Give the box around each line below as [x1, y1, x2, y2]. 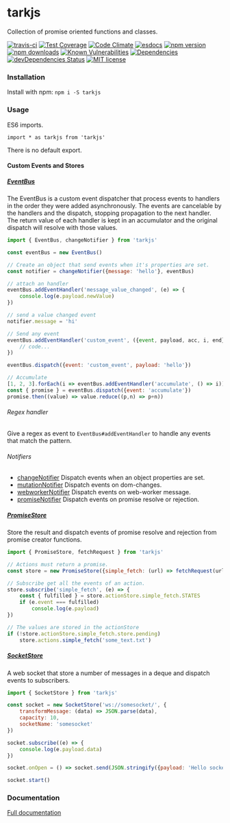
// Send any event [7, 330, 60, 337]
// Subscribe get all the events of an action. [7, 580, 146, 587]
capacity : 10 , [19, 714, 60, 722]
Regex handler [7, 408, 49, 416]
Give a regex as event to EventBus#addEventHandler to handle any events [7, 429, 211, 438]
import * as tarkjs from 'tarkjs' [7, 134, 106, 141]
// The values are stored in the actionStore [7, 624, 139, 631]
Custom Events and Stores [7, 162, 84, 170]
